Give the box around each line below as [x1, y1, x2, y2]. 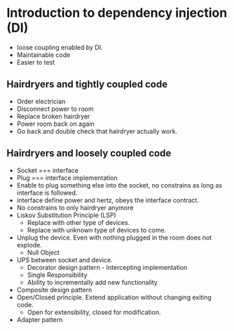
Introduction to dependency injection [6, 5, 228, 21]
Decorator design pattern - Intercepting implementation [27, 263, 188, 271]
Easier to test [16, 58, 55, 66]
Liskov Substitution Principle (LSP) [16, 211, 116, 219]
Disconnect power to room [16, 104, 94, 113]
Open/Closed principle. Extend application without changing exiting [16, 293, 212, 301]
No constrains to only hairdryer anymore [16, 203, 134, 212]
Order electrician [16, 97, 66, 105]
